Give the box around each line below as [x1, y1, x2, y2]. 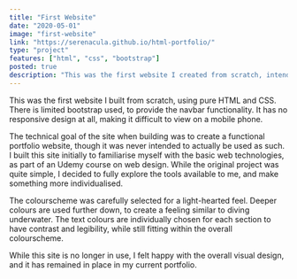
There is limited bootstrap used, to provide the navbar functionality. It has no [9, 104, 288, 115]
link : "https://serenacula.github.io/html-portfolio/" [9, 37, 216, 47]
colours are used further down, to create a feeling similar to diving [9, 205, 250, 215]
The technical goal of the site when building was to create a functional [9, 130, 265, 142]
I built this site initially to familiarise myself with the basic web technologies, [9, 150, 285, 160]
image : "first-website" [9, 29, 97, 38]
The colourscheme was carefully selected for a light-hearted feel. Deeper [9, 195, 278, 205]
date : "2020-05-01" [9, 21, 81, 30]
